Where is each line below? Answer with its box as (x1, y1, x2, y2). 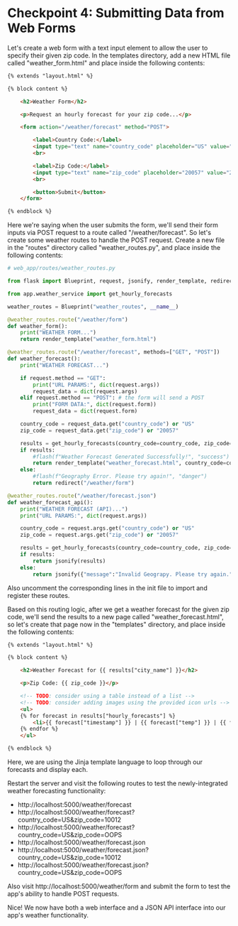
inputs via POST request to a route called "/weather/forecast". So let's (7, 229, 211, 237)
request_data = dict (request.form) (33, 408, 138, 415)
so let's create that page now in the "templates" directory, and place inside (7, 620, 226, 628)
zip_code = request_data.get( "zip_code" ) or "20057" (20, 427, 179, 434)
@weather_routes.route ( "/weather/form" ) (7, 316, 129, 323)
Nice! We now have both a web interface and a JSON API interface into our (7, 903, 226, 912)
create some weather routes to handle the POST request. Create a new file (7, 236, 225, 244)
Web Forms (7, 20, 76, 36)
